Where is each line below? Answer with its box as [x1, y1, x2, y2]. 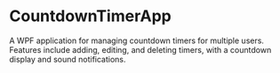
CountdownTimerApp [9, 6, 172, 26]
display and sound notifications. [9, 54, 126, 64]
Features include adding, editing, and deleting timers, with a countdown [9, 44, 272, 55]
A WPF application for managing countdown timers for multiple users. [9, 35, 265, 46]
